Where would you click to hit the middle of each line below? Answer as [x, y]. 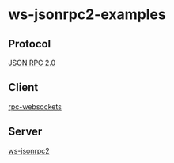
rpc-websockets [35, 106]
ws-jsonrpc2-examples [87, 15]
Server [25, 132]
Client [23, 87]
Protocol [30, 44]
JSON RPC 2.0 [32, 63]
